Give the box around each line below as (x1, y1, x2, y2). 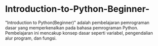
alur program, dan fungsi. (5, 35, 57, 41)
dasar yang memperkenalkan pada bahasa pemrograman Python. (5, 24, 138, 30)
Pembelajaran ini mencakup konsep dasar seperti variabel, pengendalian (5, 30, 153, 36)
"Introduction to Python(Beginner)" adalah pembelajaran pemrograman (5, 20, 150, 25)
